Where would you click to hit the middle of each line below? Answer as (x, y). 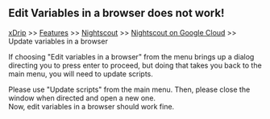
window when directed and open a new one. (82, 98)
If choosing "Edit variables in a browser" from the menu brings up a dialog (131, 56)
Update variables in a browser (58, 41)
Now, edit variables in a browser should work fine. (91, 106)
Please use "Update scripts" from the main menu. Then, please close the (129, 89)
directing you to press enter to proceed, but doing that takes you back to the (135, 65)
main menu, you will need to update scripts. (81, 74)
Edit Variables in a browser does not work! (116, 13)
